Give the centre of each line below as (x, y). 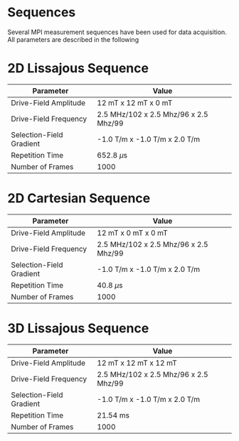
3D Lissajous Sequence (78, 328)
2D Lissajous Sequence (78, 69)
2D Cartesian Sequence (79, 198)
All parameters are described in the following (73, 39)
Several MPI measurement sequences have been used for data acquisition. (117, 32)
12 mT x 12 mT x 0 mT (135, 102)
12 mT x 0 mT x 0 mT (133, 233)
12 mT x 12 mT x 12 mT (137, 363)
